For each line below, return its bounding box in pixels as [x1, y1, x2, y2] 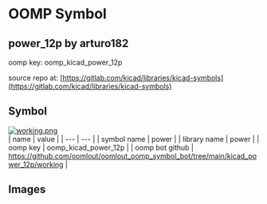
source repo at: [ [8, 73, 63, 82]
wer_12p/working [8, 159, 64, 169]
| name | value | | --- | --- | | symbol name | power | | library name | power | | [8, 134, 260, 143]
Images [8, 182, 46, 196]
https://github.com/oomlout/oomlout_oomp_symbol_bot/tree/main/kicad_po [8, 151, 257, 160]
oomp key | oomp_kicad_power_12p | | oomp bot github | [8, 143, 194, 152]
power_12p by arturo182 [8, 37, 129, 50]
